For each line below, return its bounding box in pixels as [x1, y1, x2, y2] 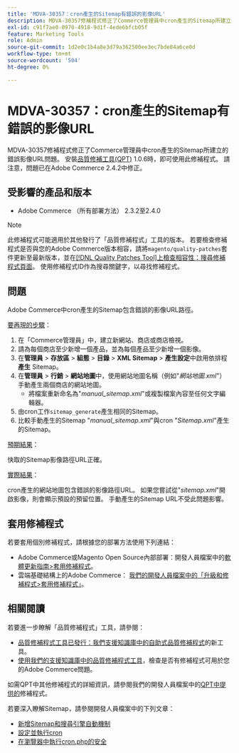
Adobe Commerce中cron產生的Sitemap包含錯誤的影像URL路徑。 [7, 305, 198, 314]
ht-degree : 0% [7, 64, 50, 71]
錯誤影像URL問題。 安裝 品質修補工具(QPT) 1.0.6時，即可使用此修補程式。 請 [7, 154, 230, 163]
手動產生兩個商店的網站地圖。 [17, 380, 105, 389]
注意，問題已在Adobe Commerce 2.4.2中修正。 [7, 163, 147, 172]
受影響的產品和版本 [7, 186, 92, 198]
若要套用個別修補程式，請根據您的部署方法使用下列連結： [7, 538, 176, 546]
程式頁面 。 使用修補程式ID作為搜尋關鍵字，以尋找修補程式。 [7, 262, 184, 271]
